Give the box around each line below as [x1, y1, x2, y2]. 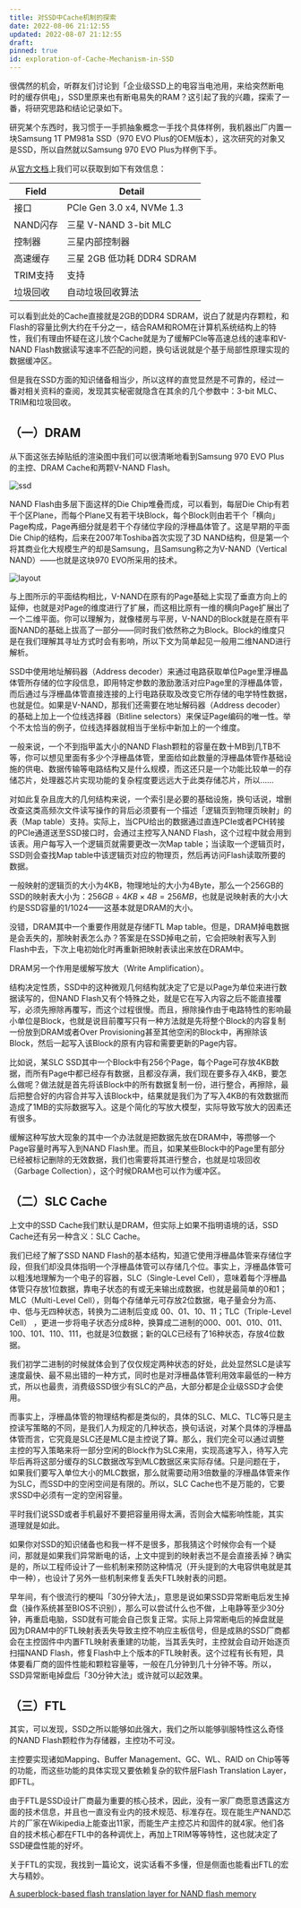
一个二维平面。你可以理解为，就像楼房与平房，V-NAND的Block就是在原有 [9, 613, 281, 623]
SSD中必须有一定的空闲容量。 [16, 1489, 128, 1500]
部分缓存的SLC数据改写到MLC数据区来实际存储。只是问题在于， [47, 1456, 285, 1466]
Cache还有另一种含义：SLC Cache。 [9, 1231, 145, 1242]
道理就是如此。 [9, 1519, 64, 1530]
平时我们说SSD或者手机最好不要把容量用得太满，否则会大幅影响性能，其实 [9, 1508, 285, 1519]
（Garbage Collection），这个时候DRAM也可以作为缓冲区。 [9, 1165, 226, 1176]
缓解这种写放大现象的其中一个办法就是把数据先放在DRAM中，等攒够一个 [9, 1131, 276, 1142]
